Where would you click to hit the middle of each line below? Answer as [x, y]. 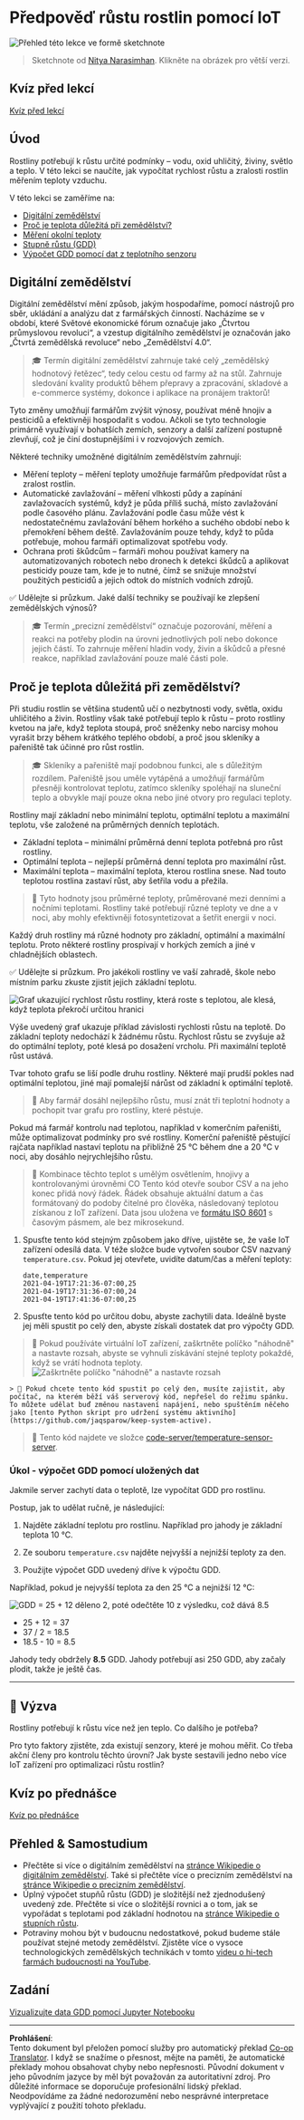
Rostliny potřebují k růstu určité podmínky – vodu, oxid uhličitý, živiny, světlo [152, 160]
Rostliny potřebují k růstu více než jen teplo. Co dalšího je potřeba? [134, 1728]
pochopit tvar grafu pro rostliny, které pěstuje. [117, 1110]
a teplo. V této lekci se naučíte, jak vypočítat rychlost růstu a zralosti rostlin [149, 170]
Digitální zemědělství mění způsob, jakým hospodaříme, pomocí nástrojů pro [152, 304]
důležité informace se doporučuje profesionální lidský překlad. [125, 2086]
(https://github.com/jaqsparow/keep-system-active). [111, 1421]
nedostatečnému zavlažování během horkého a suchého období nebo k [156, 523]
